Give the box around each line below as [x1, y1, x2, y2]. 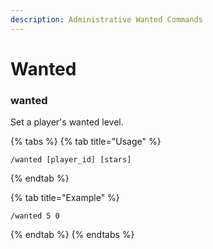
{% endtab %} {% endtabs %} [10, 229, 135, 241]
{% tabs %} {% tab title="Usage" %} [10, 136, 162, 148]
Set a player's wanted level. [10, 116, 124, 128]
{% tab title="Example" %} [10, 192, 120, 204]
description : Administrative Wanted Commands [10, 14, 203, 25]
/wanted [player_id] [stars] [10, 155, 132, 165]
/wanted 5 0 [10, 211, 60, 221]
